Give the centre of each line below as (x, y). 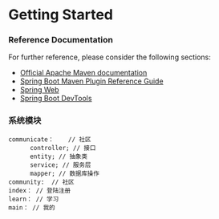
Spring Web (39, 90)
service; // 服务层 (60, 165)
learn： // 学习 (34, 199)
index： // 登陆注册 (39, 190)
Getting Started (61, 15)
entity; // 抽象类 (59, 156)
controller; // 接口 (63, 148)
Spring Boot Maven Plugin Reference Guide (91, 81)
